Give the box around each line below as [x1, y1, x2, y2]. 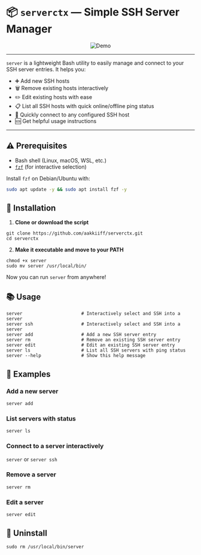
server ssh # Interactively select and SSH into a [6, 321, 181, 328]
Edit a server [6, 498, 44, 506]
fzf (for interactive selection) [14, 163, 87, 170]
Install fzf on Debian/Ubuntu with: [6, 175, 91, 182]
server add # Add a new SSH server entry [6, 332, 157, 338]
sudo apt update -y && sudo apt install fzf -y [6, 186, 127, 193]
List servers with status [6, 414, 76, 422]
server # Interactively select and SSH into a [6, 311, 181, 317]
